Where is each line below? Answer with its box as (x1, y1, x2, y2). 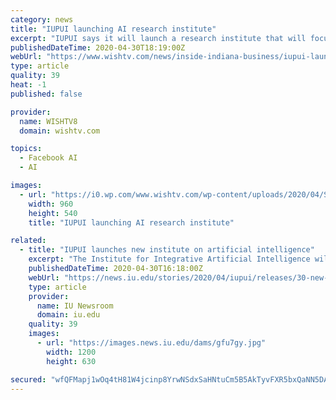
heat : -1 (10, 80, 47, 90)
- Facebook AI (19, 153, 78, 163)
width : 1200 (46, 347, 97, 357)
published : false (10, 89, 83, 99)
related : (10, 236, 47, 246)
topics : (10, 144, 43, 154)
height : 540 (28, 208, 78, 218)
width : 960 (28, 199, 74, 209)
